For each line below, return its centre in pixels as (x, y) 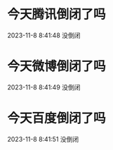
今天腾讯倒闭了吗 (57, 14)
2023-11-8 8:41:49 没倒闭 (44, 87)
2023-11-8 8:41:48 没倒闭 (44, 35)
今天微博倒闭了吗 (57, 67)
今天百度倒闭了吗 (57, 119)
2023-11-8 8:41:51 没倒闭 (43, 139)
